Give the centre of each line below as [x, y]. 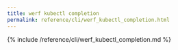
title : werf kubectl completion [53, 13]
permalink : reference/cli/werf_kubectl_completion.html [88, 20]
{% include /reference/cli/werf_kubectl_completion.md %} [89, 39]
